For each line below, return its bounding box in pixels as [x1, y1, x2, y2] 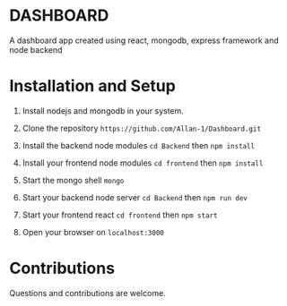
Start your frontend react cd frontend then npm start [22, 209, 218, 220]
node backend [9, 44, 63, 55]
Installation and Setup [9, 76, 177, 97]
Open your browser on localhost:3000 [22, 226, 164, 237]
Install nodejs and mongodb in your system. [22, 105, 184, 116]
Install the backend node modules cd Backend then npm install [22, 140, 256, 150]
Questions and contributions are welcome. [9, 287, 166, 298]
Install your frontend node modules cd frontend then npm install [22, 157, 264, 168]
